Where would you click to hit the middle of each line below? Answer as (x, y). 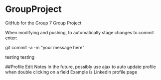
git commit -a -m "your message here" (45, 47)
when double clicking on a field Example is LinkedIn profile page (71, 72)
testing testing (20, 57)
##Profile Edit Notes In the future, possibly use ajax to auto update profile (80, 67)
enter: (11, 38)
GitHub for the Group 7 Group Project (43, 23)
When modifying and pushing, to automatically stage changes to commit (80, 32)
